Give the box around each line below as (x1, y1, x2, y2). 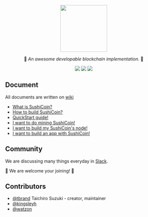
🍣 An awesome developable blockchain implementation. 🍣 (24, 56, 144, 62)
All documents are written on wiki (5, 94, 74, 100)
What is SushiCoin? (12, 103, 52, 109)
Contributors (5, 182, 46, 191)
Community (5, 145, 43, 153)
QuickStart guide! (12, 114, 49, 120)
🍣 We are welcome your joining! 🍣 (5, 167, 75, 173)
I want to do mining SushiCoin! (12, 119, 76, 125)
